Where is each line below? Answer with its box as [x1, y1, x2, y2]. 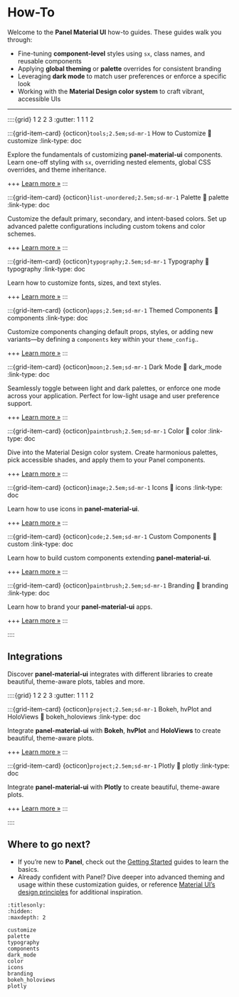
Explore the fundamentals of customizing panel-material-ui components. [7, 150, 223, 159]
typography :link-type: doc [7, 264, 85, 273]
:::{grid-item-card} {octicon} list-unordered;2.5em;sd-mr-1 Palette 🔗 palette [7, 193, 229, 202]
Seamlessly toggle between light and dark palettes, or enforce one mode [7, 384, 221, 392]
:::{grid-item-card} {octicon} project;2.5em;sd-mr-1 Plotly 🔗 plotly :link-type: [7, 761, 230, 770]
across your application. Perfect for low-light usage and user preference [7, 391, 220, 400]
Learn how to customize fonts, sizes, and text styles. [7, 278, 161, 287]
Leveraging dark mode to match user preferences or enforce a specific [17, 72, 227, 80]
